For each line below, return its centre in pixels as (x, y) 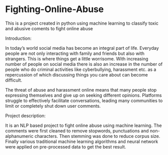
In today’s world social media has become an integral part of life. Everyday (82, 48)
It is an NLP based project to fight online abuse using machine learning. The (83, 125)
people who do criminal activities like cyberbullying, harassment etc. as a (81, 69)
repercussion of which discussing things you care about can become (76, 74)
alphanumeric (19, 136)
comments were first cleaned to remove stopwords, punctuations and (77, 131)
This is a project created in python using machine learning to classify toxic (82, 23)
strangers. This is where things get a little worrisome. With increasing (77, 58)
